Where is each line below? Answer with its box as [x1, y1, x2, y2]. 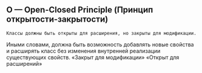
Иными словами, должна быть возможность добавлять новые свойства [6, 40, 194, 48]
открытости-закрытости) [6, 14, 109, 25]
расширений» [6, 60, 42, 67]
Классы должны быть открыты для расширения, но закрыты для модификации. [6, 30, 197, 36]
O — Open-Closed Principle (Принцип [6, 5, 153, 15]
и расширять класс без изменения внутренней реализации [6, 47, 161, 54]
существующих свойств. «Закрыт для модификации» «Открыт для [6, 54, 180, 61]
